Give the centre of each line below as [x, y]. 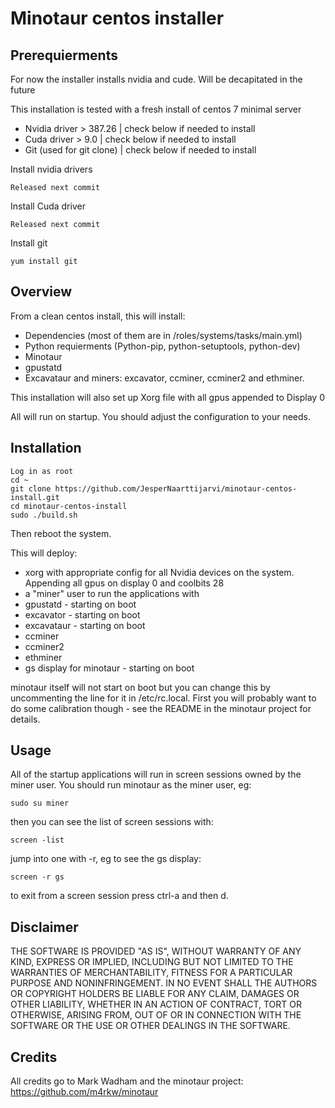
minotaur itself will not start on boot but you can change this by [140, 687]
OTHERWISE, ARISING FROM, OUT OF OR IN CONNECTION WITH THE [156, 1015]
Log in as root [42, 471]
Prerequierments [64, 55]
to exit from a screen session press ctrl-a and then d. [119, 896]
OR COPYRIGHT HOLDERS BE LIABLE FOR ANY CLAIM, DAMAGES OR [155, 994]
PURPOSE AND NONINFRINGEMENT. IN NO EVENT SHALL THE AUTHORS [164, 983]
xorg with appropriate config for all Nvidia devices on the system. [159, 572]
